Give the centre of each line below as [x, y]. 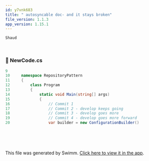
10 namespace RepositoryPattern [44, 76]
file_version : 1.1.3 [27, 19]
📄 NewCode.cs [24, 60]
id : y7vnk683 [19, 10]
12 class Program [32, 85]
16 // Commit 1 [39, 104]
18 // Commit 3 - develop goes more [62, 113]
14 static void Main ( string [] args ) [58, 94]
